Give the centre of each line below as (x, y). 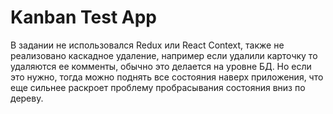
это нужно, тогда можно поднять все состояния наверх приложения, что (167, 77)
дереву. (27, 98)
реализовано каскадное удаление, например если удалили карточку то (164, 55)
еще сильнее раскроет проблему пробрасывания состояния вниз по (158, 87)
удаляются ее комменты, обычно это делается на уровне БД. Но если (161, 66)
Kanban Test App (84, 17)
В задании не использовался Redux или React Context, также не (147, 45)
